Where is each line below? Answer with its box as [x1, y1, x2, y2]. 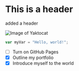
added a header [5, 20, 38, 26]
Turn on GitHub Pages [12, 49, 59, 55]
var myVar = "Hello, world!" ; [5, 39, 69, 45]
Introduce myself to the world [12, 60, 74, 66]
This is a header [5, 4, 73, 15]
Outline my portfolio [12, 54, 54, 60]
